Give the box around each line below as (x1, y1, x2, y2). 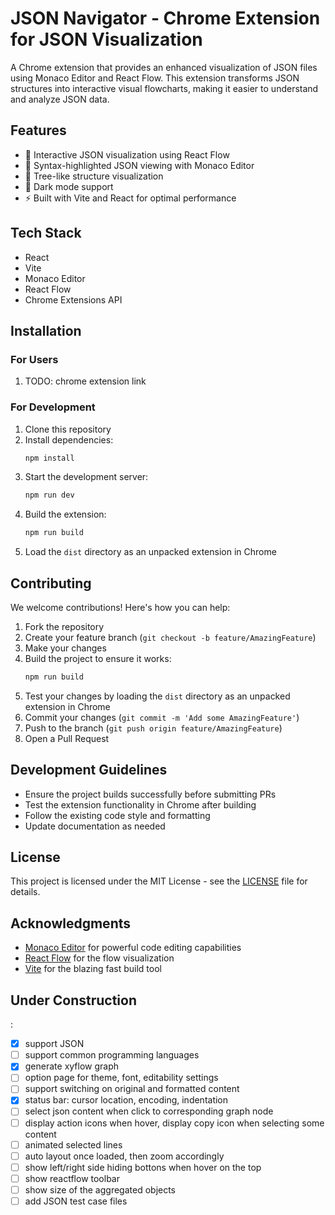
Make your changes (24, 642, 107, 654)
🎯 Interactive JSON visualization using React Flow (24, 148, 230, 161)
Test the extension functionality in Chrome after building (24, 798, 257, 811)
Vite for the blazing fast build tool (24, 963, 162, 975)
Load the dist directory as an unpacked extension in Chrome (24, 546, 277, 558)
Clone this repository (24, 423, 112, 435)
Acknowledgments (10, 915, 132, 932)
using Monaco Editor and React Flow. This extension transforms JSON (10, 72, 300, 84)
